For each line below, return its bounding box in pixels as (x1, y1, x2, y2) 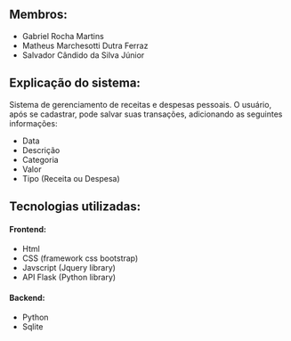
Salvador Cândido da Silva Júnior (21, 49, 145, 61)
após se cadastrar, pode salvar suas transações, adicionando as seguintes (9, 109, 283, 119)
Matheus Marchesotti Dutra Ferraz (21, 40, 149, 51)
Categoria (21, 154, 60, 165)
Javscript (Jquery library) (21, 263, 116, 273)
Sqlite (21, 321, 44, 332)
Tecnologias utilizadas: (9, 199, 141, 215)
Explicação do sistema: (9, 76, 141, 91)
